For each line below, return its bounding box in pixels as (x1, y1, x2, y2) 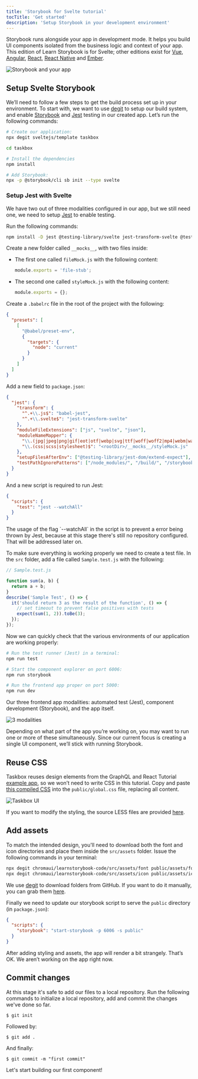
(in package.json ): (6, 905, 49, 913)
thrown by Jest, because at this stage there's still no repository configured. (6, 532, 189, 539)
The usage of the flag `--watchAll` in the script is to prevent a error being (6, 526, 183, 533)
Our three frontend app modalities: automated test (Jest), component (6, 699, 174, 706)
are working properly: (6, 639, 59, 646)
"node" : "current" (32, 345, 78, 351)
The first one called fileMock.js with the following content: (14, 256, 159, 263)
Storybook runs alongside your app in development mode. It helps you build (6, 36, 190, 43)
